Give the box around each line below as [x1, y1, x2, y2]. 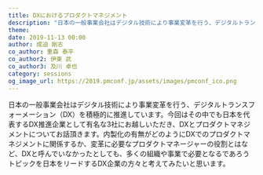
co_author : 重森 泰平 [8, 48, 75, 56]
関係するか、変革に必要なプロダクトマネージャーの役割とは [49, 139, 242, 148]
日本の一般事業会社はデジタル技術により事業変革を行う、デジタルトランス [8, 100, 249, 109]
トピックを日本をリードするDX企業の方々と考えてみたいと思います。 [8, 159, 230, 168]
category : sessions [8, 70, 72, 78]
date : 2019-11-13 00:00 [8, 33, 86, 42]
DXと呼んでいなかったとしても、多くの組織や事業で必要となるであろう [21, 148, 250, 158]
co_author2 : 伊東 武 [8, 56, 72, 64]
